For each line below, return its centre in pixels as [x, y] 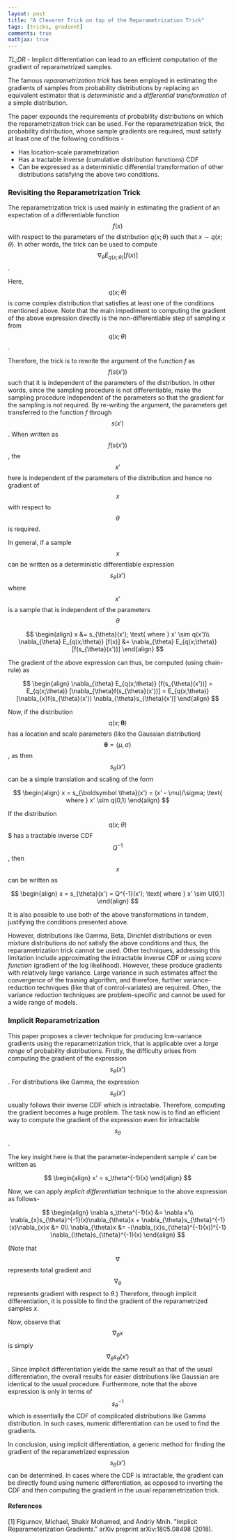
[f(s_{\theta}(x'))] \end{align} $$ [118, 649]
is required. [24, 529]
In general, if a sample [40, 543]
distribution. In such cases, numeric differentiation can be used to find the [114, 1423]
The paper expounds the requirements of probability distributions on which [116, 117]
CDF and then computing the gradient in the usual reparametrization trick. [114, 1490]
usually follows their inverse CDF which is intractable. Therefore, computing [117, 1105]
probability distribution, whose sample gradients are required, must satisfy [115, 131]
